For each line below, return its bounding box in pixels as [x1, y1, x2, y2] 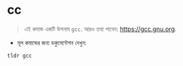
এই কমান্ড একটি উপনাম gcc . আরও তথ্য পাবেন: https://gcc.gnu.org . [23, 25, 177, 33]
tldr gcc [7, 52, 32, 59]
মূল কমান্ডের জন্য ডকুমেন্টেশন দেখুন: [17, 38, 87, 47]
